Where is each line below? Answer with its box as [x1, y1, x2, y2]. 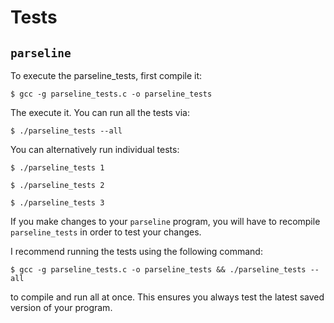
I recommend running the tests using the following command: [10, 246, 263, 257]
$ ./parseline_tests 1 [10, 163, 105, 173]
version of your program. [10, 302, 113, 313]
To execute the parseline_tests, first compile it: [10, 70, 203, 81]
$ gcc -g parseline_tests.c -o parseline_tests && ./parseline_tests [10, 265, 307, 275]
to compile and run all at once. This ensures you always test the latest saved [10, 291, 325, 303]
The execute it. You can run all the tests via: [10, 107, 190, 118]
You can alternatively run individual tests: [10, 144, 180, 155]
